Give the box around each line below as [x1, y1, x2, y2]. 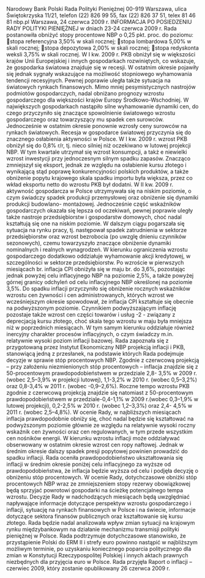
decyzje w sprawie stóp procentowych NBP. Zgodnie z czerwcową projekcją [6, 356, 199, 364]
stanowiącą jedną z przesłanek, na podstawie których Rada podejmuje [6, 350, 184, 357]
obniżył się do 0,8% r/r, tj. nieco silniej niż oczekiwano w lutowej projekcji [6, 142, 191, 149]
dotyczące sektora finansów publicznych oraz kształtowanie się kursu [6, 512, 184, 520]
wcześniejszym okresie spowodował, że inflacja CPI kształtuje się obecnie [6, 298, 194, 305]
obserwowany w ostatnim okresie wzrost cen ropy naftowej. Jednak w [6, 441, 184, 448]
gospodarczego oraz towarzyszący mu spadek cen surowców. [6, 116, 164, 123]
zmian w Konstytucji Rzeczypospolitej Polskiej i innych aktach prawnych [6, 552, 188, 559]
